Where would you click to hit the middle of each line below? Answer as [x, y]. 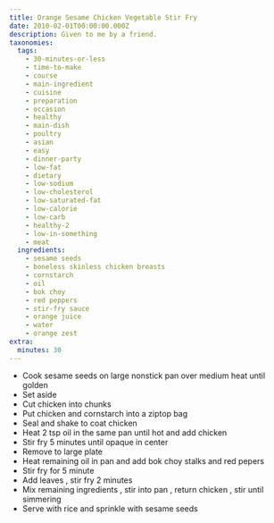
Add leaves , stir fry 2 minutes [77, 480]
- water [39, 325]
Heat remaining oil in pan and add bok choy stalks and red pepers [143, 460]
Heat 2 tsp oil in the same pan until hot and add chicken [125, 432]
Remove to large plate [62, 451]
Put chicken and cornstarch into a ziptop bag [105, 413]
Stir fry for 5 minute [58, 470]
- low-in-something [62, 233]
